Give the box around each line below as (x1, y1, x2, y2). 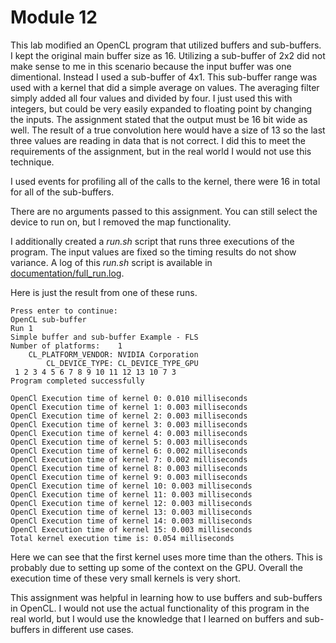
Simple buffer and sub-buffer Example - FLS (10, 332, 199, 342)
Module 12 (10, 6, 98, 29)
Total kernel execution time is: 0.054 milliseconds (10, 533, 235, 543)
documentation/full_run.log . (10, 267, 125, 279)
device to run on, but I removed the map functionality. (10, 216, 232, 228)
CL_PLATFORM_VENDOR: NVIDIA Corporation (28, 349, 199, 360)
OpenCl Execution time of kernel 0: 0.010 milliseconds (10, 393, 248, 403)
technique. (10, 156, 55, 168)
